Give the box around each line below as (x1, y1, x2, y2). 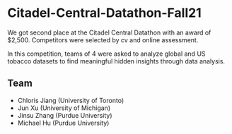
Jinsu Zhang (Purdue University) (17, 111, 112, 119)
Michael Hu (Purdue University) (17, 118, 110, 127)
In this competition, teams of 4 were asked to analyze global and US (7, 49, 207, 58)
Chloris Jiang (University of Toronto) (17, 96, 124, 104)
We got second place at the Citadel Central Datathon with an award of (7, 28, 211, 37)
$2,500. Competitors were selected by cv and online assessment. (7, 35, 199, 44)
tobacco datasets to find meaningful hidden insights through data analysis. (7, 56, 225, 65)
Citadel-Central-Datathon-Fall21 (7, 5, 202, 21)
